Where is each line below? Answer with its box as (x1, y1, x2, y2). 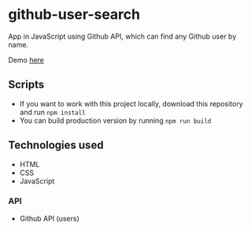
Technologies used (8, 139, 104, 152)
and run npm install (19, 107, 86, 117)
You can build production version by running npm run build (19, 116, 212, 125)
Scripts (8, 78, 45, 91)
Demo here (8, 55, 45, 65)
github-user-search (8, 6, 140, 24)
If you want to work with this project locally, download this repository (19, 98, 244, 108)
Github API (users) (19, 213, 80, 223)
